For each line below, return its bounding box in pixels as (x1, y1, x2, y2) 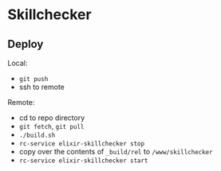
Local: (7, 58, 28, 68)
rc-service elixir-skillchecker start (18, 157, 148, 165)
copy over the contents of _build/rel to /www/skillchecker (18, 147, 213, 156)
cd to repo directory (18, 113, 85, 122)
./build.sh (18, 131, 56, 139)
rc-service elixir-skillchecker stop (18, 140, 145, 148)
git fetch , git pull (18, 122, 85, 130)
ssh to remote (18, 82, 65, 91)
